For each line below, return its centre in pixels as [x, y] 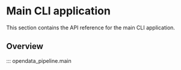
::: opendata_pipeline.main [39, 60]
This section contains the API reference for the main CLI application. [91, 28]
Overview [25, 46]
